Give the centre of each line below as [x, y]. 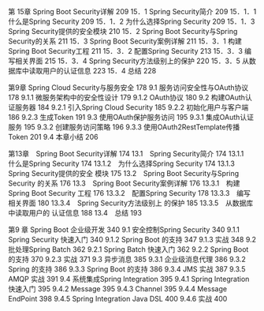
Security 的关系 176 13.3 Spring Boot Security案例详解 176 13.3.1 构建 [124, 183]
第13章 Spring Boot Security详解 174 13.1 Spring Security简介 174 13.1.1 [126, 154]
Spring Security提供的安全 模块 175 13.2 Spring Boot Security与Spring [124, 173]
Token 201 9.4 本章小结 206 [53, 137]
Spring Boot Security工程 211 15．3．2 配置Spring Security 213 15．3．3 [125, 51]
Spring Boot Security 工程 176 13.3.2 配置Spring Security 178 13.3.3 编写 [129, 193]
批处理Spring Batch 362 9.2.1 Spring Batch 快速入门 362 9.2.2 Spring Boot [128, 249]
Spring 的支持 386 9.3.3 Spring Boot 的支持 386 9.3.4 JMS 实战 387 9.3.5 [127, 269]
